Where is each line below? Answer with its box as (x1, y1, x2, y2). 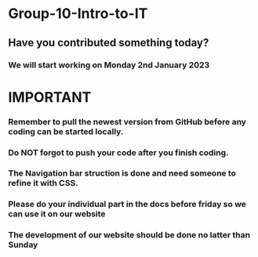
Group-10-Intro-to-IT (8, 5, 148, 23)
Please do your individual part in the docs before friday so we (8, 199, 247, 210)
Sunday (8, 240, 38, 251)
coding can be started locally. (8, 126, 124, 137)
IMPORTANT (8, 88, 92, 106)
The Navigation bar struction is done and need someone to (8, 168, 237, 179)
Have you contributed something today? (8, 36, 209, 49)
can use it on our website (8, 208, 106, 219)
